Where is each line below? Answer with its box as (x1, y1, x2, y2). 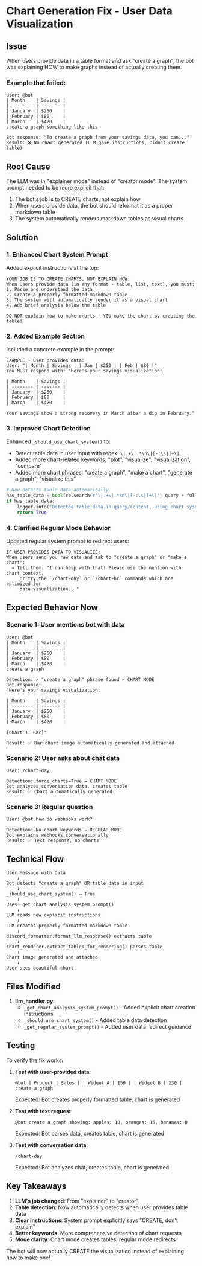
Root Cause (6, 161, 51, 171)
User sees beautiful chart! (6, 965, 77, 971)
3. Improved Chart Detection (6, 424, 91, 433)
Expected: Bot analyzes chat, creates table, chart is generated (14, 1163, 170, 1171)
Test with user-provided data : (14, 1068, 91, 1075)
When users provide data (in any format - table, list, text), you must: (6, 281, 195, 287)
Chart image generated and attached (6, 954, 98, 961)
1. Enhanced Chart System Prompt (6, 251, 108, 259)
